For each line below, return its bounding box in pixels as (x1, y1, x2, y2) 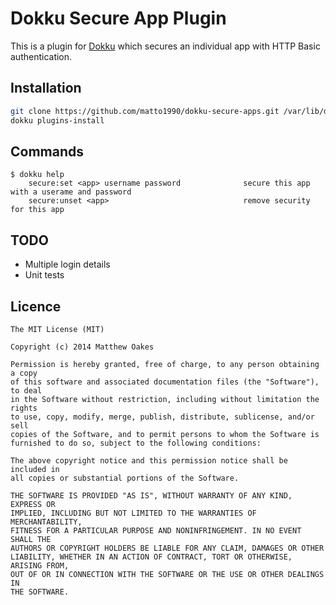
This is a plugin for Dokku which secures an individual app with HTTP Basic (10, 40, 321, 52)
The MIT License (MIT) (10, 324, 105, 334)
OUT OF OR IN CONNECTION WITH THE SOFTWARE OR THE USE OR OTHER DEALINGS (10, 569, 325, 579)
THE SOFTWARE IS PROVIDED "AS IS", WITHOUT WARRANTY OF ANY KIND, (10, 490, 293, 501)
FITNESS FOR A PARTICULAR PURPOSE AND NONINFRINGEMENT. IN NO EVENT (10, 525, 302, 536)
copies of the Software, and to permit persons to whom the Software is (10, 429, 320, 439)
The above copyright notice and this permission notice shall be (10, 455, 288, 466)
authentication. (10, 50, 73, 62)
